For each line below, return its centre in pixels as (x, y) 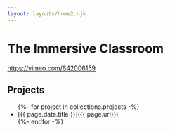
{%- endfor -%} (40, 122)
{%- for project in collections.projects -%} (78, 107)
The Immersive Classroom (85, 48)
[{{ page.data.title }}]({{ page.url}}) (68, 114)
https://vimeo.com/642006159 (52, 68)
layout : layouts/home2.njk (47, 14)
